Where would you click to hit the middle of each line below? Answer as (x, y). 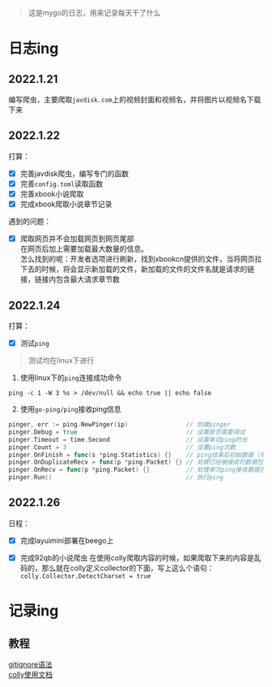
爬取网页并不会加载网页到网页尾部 (77, 239)
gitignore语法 (30, 664)
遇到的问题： (30, 222)
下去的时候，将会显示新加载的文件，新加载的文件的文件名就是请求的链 (137, 269)
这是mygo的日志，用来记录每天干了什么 (94, 13)
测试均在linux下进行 (61, 360)
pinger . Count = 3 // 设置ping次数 (122, 447)
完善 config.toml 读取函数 (62, 184)
